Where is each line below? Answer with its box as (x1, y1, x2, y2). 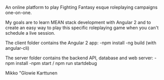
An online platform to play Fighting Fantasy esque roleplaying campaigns (5, 5, 158, 10)
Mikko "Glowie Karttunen (5, 70, 57, 76)
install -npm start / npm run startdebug (16, 60, 97, 66)
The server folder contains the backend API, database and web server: (5, 55, 153, 61)
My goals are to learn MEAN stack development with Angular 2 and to (5, 20, 151, 25)
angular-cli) (5, 45, 29, 51)
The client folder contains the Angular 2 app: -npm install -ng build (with (5, 40, 156, 46)
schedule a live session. (5, 30, 55, 36)
